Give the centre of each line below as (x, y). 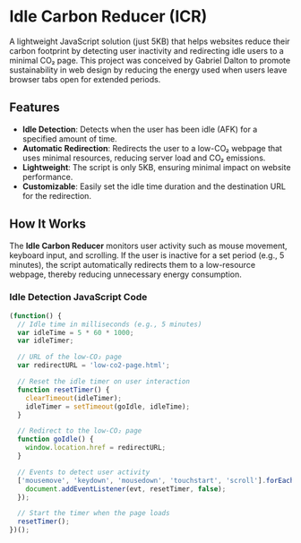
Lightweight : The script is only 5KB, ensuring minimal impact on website (156, 167)
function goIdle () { (56, 440)
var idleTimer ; (46, 341)
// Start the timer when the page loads (94, 513)
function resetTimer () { (64, 390)
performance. (47, 177)
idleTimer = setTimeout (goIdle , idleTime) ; (108, 406)
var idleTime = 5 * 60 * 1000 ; (76, 332)
